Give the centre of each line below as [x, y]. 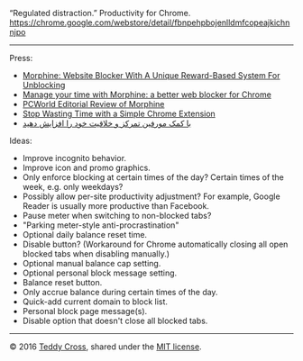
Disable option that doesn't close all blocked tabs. [115, 320]
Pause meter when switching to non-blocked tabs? [117, 216]
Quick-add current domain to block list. [95, 302]
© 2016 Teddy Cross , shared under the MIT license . [106, 347]
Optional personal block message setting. [100, 273]
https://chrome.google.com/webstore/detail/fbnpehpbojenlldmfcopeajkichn [150, 23]
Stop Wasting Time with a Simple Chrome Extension [119, 113]
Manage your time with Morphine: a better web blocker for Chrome [147, 95]
